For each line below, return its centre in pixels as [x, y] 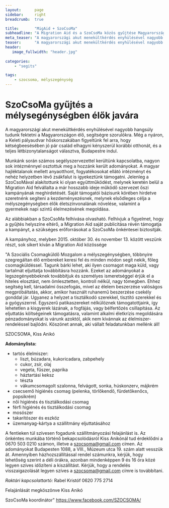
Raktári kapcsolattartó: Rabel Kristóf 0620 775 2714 [59, 480]
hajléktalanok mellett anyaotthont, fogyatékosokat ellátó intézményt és [78, 171]
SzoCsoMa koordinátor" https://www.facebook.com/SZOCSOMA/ [73, 500]
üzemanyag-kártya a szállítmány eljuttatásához [61, 423]
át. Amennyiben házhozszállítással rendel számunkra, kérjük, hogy [74, 454]
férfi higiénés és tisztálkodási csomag [52, 407]
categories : [18, 61]
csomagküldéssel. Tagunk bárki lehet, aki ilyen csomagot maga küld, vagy [82, 265]
